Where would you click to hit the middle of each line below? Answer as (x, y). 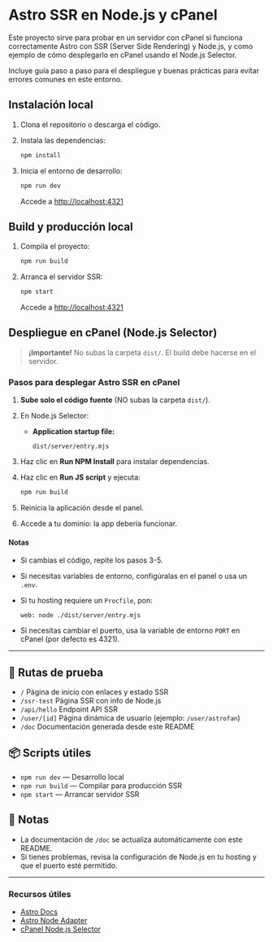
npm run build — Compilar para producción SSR (101, 785)
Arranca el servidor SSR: (61, 277)
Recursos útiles (40, 894)
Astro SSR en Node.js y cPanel (113, 15)
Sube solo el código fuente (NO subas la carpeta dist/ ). (115, 400)
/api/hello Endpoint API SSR (69, 709)
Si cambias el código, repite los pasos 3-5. (91, 560)
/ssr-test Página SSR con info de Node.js (91, 701)
